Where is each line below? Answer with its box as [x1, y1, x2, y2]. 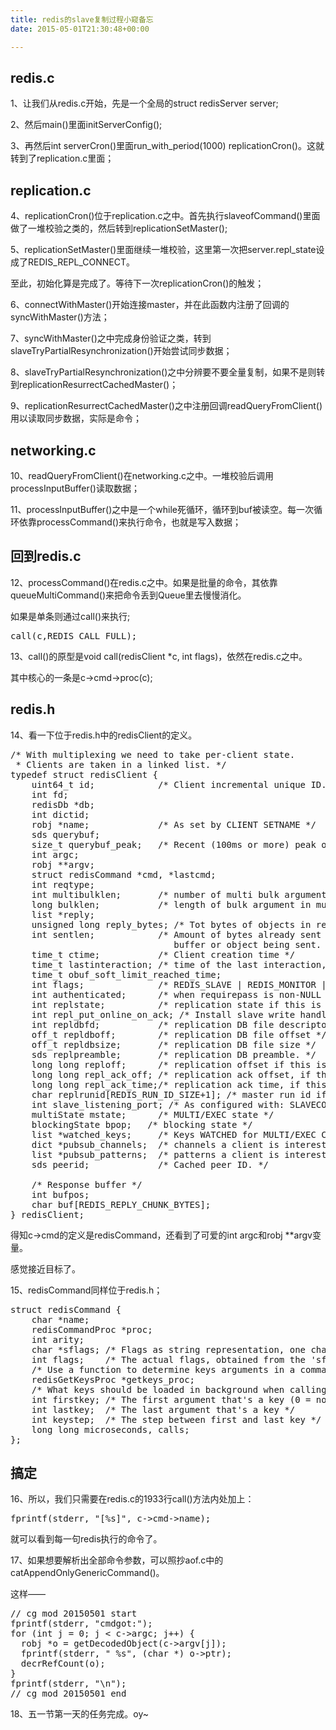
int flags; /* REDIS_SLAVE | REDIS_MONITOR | [31, 979, 327, 990]
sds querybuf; [31, 829, 101, 840]
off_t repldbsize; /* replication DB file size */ [31, 1039, 317, 1050]
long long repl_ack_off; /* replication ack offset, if [31, 1069, 312, 1080]
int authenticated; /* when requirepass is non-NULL [31, 989, 322, 1000]
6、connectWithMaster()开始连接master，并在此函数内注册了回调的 [10, 299, 290, 311]
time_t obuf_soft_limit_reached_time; [31, 969, 222, 980]
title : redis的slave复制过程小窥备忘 [10, 14, 154, 25]
